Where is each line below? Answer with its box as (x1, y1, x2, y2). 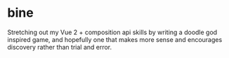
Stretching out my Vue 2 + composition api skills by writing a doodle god (7, 28, 218, 36)
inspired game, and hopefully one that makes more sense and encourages (7, 35, 223, 43)
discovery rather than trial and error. (7, 43, 112, 51)
